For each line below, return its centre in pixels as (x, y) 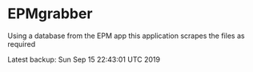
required (22, 44)
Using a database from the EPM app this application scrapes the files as (126, 36)
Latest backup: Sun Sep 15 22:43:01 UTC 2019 (84, 59)
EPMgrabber (50, 14)
